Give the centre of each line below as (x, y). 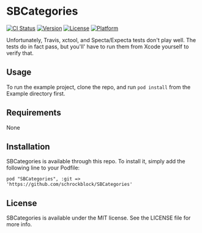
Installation (28, 146)
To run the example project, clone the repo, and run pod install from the (99, 87)
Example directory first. (36, 94)
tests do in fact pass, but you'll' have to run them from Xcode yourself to (98, 46)
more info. (19, 224)
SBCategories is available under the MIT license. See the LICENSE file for (99, 218)
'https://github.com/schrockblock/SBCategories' (69, 185)
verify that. (20, 53)
